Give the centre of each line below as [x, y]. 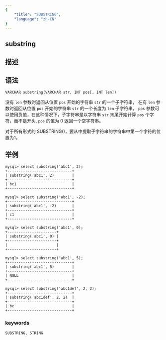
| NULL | [40, 275]
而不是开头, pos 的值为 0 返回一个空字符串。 [59, 120]
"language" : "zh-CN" [35, 19]
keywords [17, 323]
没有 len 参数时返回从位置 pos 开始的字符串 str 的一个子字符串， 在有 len [80, 102]
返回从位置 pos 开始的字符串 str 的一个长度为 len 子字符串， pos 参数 [84, 108]
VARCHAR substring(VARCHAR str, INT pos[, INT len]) [61, 92]
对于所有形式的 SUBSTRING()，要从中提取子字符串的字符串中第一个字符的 [81, 131]
